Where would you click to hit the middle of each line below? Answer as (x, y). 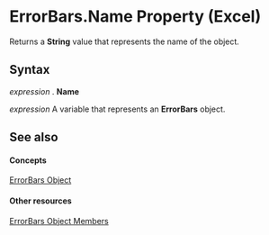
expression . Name (44, 91)
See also (34, 137)
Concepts (28, 160)
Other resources (40, 201)
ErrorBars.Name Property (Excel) (135, 17)
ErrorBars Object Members (59, 221)
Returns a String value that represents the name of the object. (125, 41)
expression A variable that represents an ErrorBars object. (117, 109)
